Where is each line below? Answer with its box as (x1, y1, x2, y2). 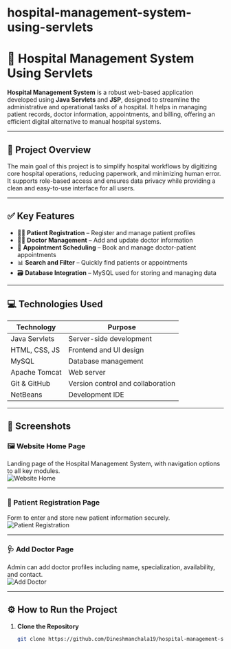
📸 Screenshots (7, 420, 71, 432)
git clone (16, 635, 46, 642)
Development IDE (68, 390, 125, 399)
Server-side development (68, 333, 153, 343)
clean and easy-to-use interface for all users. (7, 184, 135, 192)
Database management (68, 356, 144, 366)
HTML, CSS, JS (10, 345, 60, 355)
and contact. (7, 570, 43, 578)
